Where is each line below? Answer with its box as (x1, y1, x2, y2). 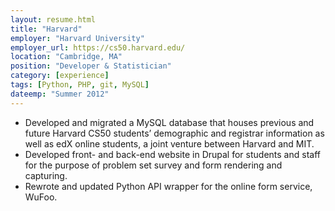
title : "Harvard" (10, 24, 83, 34)
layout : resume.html (10, 14, 97, 25)
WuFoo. (24, 191, 58, 203)
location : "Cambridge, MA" (10, 52, 123, 62)
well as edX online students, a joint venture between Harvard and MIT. (24, 137, 315, 150)
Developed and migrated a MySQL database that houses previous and (24, 116, 315, 128)
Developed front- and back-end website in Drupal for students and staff (24, 148, 321, 160)
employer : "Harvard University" (10, 33, 145, 43)
